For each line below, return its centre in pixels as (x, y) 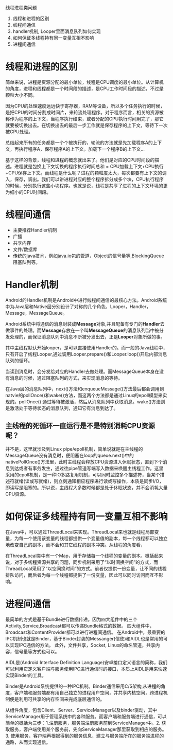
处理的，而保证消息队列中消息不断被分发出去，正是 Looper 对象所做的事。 (87, 336)
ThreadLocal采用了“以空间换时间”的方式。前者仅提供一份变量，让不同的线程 (86, 568)
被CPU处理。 (19, 131)
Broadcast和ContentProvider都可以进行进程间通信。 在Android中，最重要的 (85, 632)
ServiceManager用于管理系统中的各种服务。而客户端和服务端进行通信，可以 (86, 716)
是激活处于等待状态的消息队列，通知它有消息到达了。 (62, 408)
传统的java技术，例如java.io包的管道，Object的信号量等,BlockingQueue (88, 256)
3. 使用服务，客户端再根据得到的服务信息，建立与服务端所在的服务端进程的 (85, 736)
